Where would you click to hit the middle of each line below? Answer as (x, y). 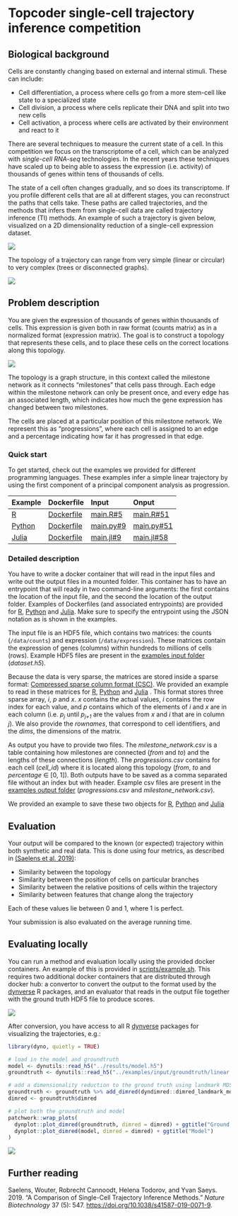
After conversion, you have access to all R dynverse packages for (103, 1026)
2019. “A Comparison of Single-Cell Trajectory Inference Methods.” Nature (116, 1198)
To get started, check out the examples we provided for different (102, 470)
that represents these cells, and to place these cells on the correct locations (118, 342)
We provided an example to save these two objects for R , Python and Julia (116, 804)
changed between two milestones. (58, 407)
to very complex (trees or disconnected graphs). (78, 268)
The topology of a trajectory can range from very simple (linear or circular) (117, 260)
